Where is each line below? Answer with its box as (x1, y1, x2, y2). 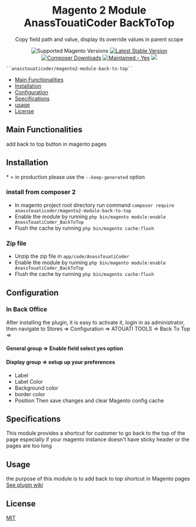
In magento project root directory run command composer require (14, 201, 175, 208)
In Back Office (6, 306, 47, 314)
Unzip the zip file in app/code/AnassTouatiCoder (14, 253, 130, 260)
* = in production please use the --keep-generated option (6, 173, 145, 181)
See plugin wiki (6, 481, 43, 489)
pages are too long (6, 442, 52, 449)
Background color (14, 384, 58, 391)
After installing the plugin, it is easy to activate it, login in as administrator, (6, 319, 185, 326)
